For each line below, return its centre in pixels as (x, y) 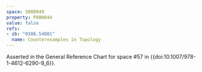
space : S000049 (25, 12)
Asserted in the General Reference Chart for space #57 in (78, 57)
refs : (13, 28)
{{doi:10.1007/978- (173, 57)
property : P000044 (29, 17)
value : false (23, 23)
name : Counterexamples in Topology (56, 40)
